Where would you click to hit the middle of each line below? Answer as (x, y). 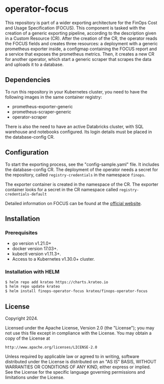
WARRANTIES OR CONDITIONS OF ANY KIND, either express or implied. (78, 367)
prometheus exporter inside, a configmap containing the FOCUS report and (81, 49)
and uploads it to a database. (34, 64)
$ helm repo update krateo (33, 287)
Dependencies (28, 80)
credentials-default (26, 194)
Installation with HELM (32, 272)
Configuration (27, 153)
